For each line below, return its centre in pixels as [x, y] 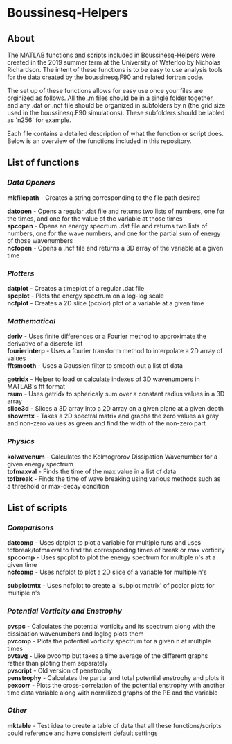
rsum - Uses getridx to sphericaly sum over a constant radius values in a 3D [116, 394]
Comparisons [30, 527]
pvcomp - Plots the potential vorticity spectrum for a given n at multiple [109, 641]
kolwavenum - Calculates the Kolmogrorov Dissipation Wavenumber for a [113, 457]
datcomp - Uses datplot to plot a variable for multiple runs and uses [104, 543]
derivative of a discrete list [45, 344]
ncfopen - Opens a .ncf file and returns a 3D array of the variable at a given [115, 248]
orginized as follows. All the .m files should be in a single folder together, [111, 98]
